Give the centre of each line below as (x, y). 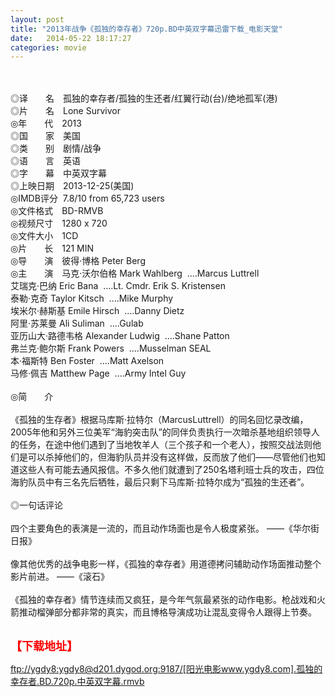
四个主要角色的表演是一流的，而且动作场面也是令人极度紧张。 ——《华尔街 (165, 528)
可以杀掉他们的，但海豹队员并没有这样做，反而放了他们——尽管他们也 (172, 457)
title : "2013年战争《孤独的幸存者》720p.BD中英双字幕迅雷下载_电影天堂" (146, 29)
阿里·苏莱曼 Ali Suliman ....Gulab (77, 323)
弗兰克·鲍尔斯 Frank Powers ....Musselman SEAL (111, 348)
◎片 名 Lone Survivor (65, 111)
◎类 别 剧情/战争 (56, 148)
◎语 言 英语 (45, 161)
